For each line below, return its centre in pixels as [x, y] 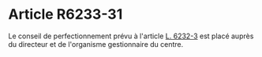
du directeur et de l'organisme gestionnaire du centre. [96, 44]
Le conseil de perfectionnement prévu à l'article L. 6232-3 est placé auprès [131, 36]
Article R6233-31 [65, 14]
